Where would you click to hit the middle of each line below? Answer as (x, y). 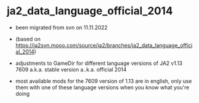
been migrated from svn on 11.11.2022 (61, 27)
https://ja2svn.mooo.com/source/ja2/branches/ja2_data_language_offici (104, 45)
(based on (28, 39)
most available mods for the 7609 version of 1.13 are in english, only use (104, 81)
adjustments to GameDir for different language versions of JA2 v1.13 (99, 63)
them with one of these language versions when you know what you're (102, 87)
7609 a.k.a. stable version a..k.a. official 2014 (71, 69)
